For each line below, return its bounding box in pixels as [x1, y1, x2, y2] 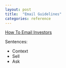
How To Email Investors [5, 30, 52, 35]
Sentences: [5, 39, 28, 45]
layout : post [5, 7, 32, 12]
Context [12, 48, 28, 54]
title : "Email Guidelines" [5, 12, 62, 17]
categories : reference [5, 16, 51, 21]
